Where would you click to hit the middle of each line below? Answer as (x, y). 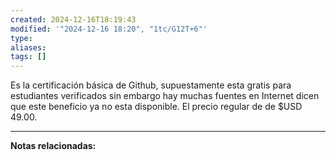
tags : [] (28, 57)
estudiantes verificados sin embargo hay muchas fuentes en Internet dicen (165, 96)
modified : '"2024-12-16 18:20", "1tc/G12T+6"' (109, 29)
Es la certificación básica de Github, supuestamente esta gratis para (151, 85)
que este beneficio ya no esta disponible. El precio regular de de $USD (156, 107)
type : (21, 38)
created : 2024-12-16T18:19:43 (73, 19)
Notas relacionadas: (53, 146)
